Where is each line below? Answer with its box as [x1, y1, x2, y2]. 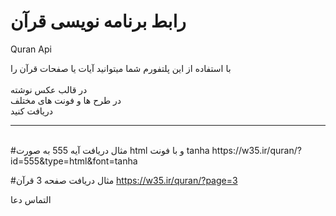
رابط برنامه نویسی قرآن [10, 10, 187, 33]
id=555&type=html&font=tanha [10, 155, 138, 167]
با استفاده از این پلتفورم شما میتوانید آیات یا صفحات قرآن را [10, 62, 232, 74]
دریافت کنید [10, 105, 53, 117]
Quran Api [10, 43, 52, 55]
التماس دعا [10, 193, 52, 205]
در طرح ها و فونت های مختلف [10, 94, 122, 106]
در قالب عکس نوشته [10, 83, 88, 95]
